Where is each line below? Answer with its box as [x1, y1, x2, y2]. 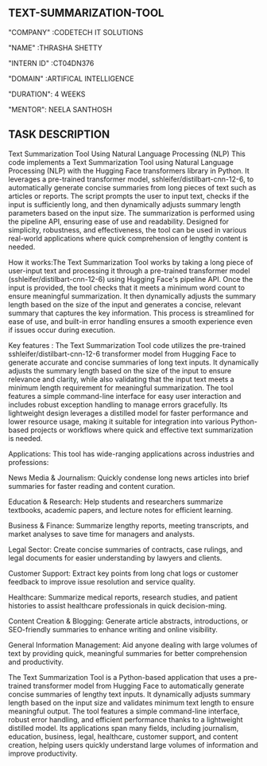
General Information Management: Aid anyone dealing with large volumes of [8, 640, 258, 650]
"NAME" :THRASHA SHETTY [8, 43, 103, 53]
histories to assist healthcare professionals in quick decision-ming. [8, 600, 227, 610]
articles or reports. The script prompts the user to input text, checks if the [8, 191, 250, 201]
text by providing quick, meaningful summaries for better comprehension [8, 648, 248, 658]
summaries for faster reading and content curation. [8, 481, 176, 490]
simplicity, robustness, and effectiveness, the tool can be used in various [8, 225, 247, 234]
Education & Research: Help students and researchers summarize [8, 497, 224, 506]
